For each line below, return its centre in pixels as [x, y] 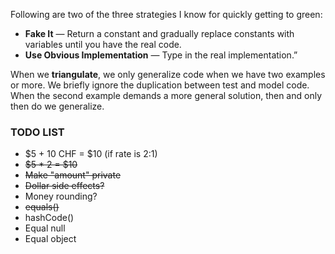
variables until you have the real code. [103, 44]
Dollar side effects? [64, 186]
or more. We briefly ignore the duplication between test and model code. [160, 85]
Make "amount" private [73, 175]
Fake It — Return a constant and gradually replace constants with [159, 33]
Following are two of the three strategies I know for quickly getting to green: [166, 14]
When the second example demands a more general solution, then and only [166, 95]
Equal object [50, 239]
